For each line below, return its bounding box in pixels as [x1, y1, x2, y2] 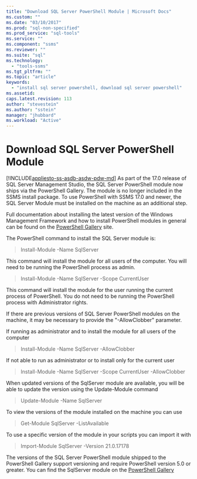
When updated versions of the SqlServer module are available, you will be [6, 379, 185, 387]
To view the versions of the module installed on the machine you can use [6, 409, 183, 416]
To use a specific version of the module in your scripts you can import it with [6, 432, 191, 439]
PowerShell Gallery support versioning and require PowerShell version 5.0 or [6, 460, 191, 467]
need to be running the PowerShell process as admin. [6, 264, 136, 271]
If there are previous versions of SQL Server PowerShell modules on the [6, 310, 180, 317]
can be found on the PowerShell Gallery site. [6, 223, 114, 230]
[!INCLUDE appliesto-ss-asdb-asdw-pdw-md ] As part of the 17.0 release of [6, 175, 187, 182]
